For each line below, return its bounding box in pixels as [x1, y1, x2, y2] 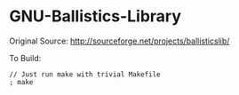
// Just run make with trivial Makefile [9, 69, 162, 79]
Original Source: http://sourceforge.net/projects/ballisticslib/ [9, 36, 230, 46]
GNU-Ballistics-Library [9, 6, 182, 27]
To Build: [9, 52, 42, 63]
